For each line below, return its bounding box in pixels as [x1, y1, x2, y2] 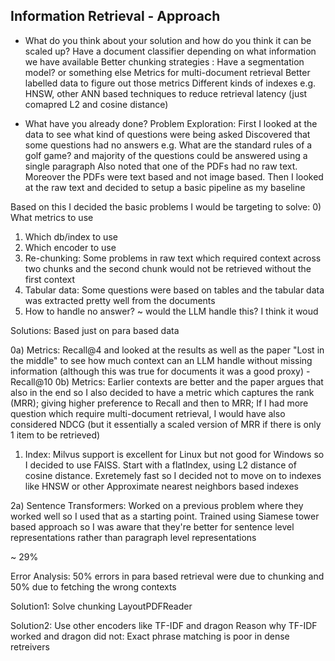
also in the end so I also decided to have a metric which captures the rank [10, 386, 315, 398]
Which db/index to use [24, 230, 118, 243]
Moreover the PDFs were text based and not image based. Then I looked [24, 170, 324, 183]
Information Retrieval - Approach [10, 8, 221, 25]
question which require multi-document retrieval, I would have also [10, 407, 286, 419]
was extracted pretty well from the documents [24, 294, 216, 306]
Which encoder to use [24, 241, 117, 253]
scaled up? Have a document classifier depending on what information [24, 45, 317, 57]
